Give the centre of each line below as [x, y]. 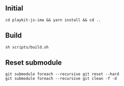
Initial [14, 8]
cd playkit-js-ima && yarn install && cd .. [53, 20]
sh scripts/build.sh [27, 47]
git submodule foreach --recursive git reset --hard [62, 74]
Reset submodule [34, 63]
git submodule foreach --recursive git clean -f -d [61, 79]
